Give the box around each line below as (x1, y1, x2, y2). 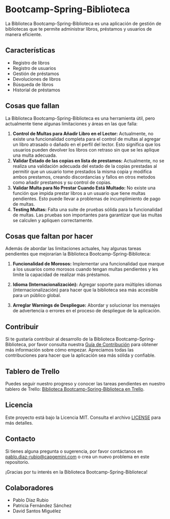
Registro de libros (12, 60, 50, 66)
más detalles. (5, 419, 34, 426)
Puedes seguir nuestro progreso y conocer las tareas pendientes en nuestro (5, 381, 165, 386)
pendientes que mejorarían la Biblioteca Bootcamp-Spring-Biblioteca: (5, 251, 151, 257)
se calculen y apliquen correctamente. (12, 217, 93, 223)
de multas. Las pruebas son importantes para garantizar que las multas (12, 212, 162, 218)
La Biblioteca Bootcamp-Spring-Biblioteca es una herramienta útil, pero (5, 115, 155, 121)
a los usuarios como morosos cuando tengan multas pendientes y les (12, 266, 159, 273)
